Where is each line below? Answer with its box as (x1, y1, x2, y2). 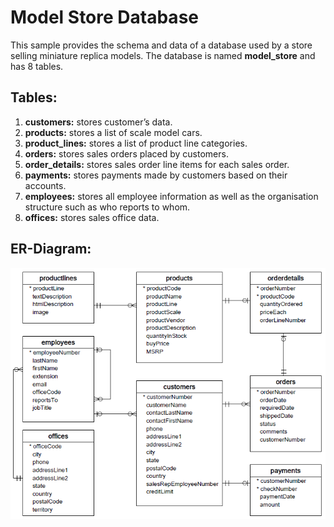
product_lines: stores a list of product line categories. (24, 137, 248, 149)
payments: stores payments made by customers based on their (24, 169, 288, 181)
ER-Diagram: (10, 241, 92, 258)
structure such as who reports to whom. (24, 201, 191, 213)
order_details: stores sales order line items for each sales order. (24, 158, 290, 170)
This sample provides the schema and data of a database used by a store (10, 39, 313, 51)
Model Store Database (10, 6, 199, 29)
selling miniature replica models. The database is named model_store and (10, 49, 316, 61)
